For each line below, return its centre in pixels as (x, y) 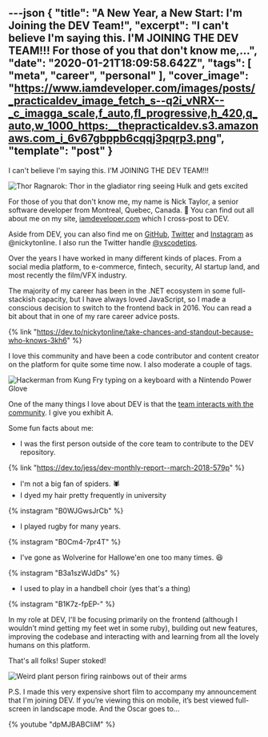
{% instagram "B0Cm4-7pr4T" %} (65, 541)
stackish (22, 299)
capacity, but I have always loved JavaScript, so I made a (132, 299)
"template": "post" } (61, 151)
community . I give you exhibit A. (61, 412)
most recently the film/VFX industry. (68, 275)
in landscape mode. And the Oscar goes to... (106, 708)
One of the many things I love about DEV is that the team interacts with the (131, 403)
